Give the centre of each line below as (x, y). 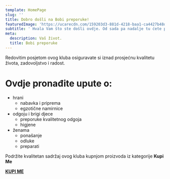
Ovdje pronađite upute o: (59, 83)
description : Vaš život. (36, 39)
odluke (27, 141)
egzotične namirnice (41, 108)
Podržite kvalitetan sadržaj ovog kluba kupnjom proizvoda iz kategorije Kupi (84, 156)
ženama (21, 130)
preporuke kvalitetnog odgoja (51, 119)
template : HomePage (26, 10)
